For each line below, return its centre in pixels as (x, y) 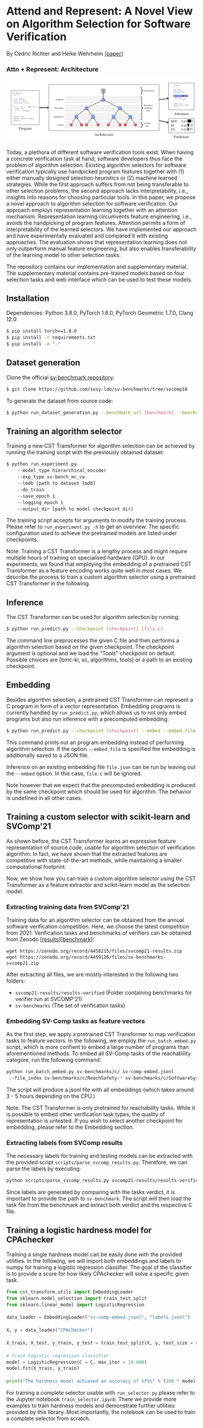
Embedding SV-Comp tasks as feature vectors (76, 1021)
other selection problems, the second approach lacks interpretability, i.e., (97, 190)
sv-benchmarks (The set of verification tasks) (70, 1005)
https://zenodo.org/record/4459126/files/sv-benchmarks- (93, 957)
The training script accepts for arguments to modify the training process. (97, 521)
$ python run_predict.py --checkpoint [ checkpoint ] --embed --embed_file (101, 731)
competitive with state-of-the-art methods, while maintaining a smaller (94, 860)
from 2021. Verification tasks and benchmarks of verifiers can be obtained (99, 933)
